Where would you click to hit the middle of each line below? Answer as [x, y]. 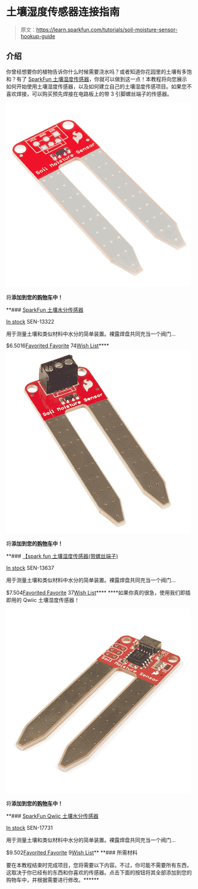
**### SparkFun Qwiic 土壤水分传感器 [52, 816]
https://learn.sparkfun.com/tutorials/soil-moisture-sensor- [107, 30]
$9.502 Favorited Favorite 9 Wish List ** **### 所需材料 [72, 852]
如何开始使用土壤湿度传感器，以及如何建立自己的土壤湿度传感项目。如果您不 [99, 86]
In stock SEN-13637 [30, 568]
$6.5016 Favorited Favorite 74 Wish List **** [58, 346]
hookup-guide [38, 36]
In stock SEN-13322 [30, 321]
